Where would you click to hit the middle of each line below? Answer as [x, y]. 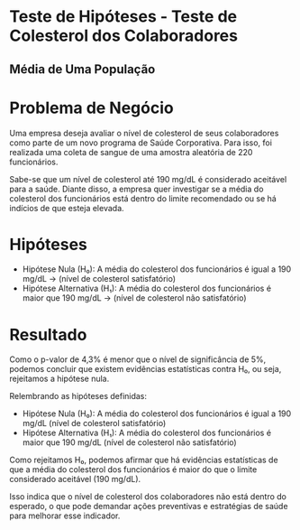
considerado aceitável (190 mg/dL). [75, 479]
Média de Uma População [82, 69]
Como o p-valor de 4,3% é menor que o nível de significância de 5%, [138, 359]
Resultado [48, 335]
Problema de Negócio [91, 108]
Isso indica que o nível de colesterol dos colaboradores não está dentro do [148, 497]
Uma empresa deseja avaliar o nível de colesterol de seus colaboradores [144, 133]
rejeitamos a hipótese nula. [59, 379]
